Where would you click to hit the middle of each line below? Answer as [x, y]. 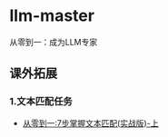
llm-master [52, 16]
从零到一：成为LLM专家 [54, 42]
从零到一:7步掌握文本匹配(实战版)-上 [90, 122]
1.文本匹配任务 [41, 102]
